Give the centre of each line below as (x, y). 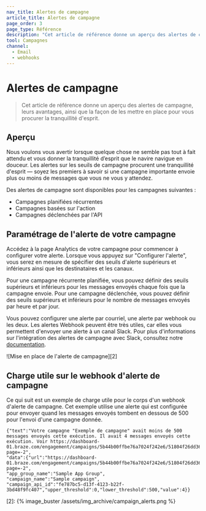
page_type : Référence (34, 29)
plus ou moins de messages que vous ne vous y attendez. (80, 178)
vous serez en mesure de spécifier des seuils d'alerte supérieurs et (91, 262)
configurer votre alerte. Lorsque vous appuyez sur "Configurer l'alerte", (97, 256)
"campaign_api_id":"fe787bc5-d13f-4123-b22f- (65, 485)
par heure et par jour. (33, 307)
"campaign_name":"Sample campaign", (53, 479)
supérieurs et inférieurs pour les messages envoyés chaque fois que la (96, 287)
